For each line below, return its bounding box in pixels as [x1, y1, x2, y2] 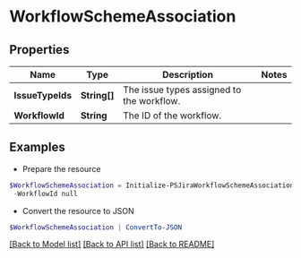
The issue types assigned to [122, 83, 242, 96]
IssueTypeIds [13, 90, 73, 101]
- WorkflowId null [13, 189, 78, 198]
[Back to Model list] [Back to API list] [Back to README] [9, 239, 215, 250]
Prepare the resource [21, 163, 101, 174]
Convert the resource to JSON [21, 205, 134, 216]
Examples [9, 140, 65, 155]
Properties [9, 42, 70, 57]
